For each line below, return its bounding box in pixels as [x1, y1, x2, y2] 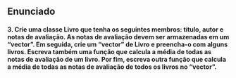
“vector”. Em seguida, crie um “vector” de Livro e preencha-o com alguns [7, 40, 228, 48]
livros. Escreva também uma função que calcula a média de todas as [7, 47, 212, 56]
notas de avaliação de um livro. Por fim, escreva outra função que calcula [7, 55, 227, 63]
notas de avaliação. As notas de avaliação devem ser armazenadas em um [7, 32, 230, 41]
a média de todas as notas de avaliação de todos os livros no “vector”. [7, 63, 217, 71]
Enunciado [7, 6, 56, 18]
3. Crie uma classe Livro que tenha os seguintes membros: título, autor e [7, 25, 224, 34]
